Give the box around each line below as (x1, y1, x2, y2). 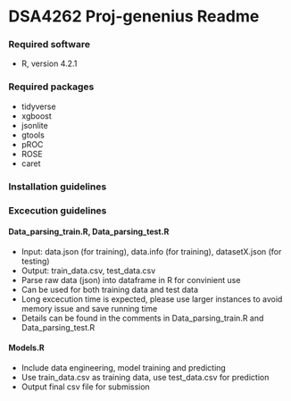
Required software (8, 38, 91, 51)
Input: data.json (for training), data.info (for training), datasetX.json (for (21, 246, 282, 256)
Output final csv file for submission (21, 381, 151, 392)
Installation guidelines (8, 180, 107, 193)
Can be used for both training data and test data (21, 284, 198, 295)
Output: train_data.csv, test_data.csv (21, 265, 156, 276)
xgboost (21, 110, 53, 121)
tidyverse (21, 101, 56, 112)
